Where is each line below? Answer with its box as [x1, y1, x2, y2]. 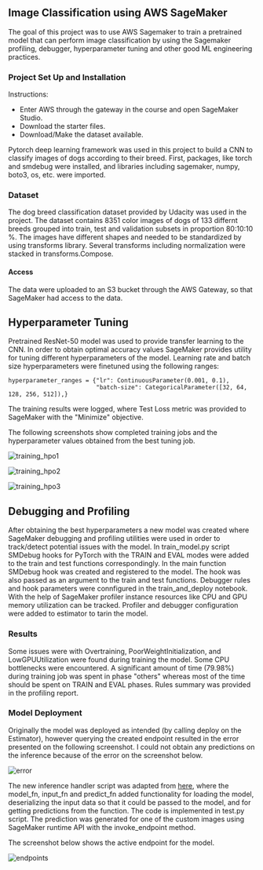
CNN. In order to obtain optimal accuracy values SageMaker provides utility [8, 345, 253, 354]
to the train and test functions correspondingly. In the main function [8, 559, 227, 568]
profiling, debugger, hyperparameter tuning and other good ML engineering [8, 43, 253, 53]
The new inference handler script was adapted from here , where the [8, 780, 229, 790]
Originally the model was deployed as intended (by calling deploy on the [8, 726, 242, 735]
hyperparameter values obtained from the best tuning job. [8, 436, 195, 446]
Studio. [19, 113, 43, 122]
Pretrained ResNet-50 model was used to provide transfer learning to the [8, 337, 245, 346]
